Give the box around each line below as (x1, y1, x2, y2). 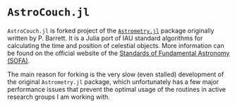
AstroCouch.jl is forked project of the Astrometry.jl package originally (7, 26, 214, 35)
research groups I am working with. (7, 92, 111, 101)
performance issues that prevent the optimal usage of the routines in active (7, 85, 226, 93)
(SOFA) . (7, 56, 30, 65)
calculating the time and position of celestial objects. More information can (7, 41, 224, 49)
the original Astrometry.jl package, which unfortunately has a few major (7, 77, 219, 86)
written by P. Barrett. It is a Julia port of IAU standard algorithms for (7, 34, 203, 42)
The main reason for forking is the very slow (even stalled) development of (7, 70, 224, 78)
